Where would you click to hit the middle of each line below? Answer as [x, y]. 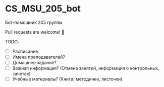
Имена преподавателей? [39, 57]
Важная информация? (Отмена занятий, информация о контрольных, [86, 68]
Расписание [25, 51]
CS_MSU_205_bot [43, 9]
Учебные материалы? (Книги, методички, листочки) [67, 79]
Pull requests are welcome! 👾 [35, 32]
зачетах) [21, 74]
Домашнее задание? [34, 63]
